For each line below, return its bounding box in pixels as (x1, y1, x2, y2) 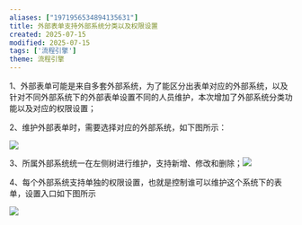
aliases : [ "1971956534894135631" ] (9, 13, 139, 22)
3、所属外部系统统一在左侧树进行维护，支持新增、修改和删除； (9, 158, 243, 169)
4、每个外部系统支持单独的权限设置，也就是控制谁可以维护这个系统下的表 (9, 177, 283, 187)
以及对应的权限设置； (16, 103, 96, 113)
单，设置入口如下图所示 (9, 188, 96, 198)
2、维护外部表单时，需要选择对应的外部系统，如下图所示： (9, 122, 227, 133)
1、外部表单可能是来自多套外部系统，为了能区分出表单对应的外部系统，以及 (9, 81, 289, 91)
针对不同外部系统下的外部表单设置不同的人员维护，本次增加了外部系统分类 (9, 91, 285, 102)
